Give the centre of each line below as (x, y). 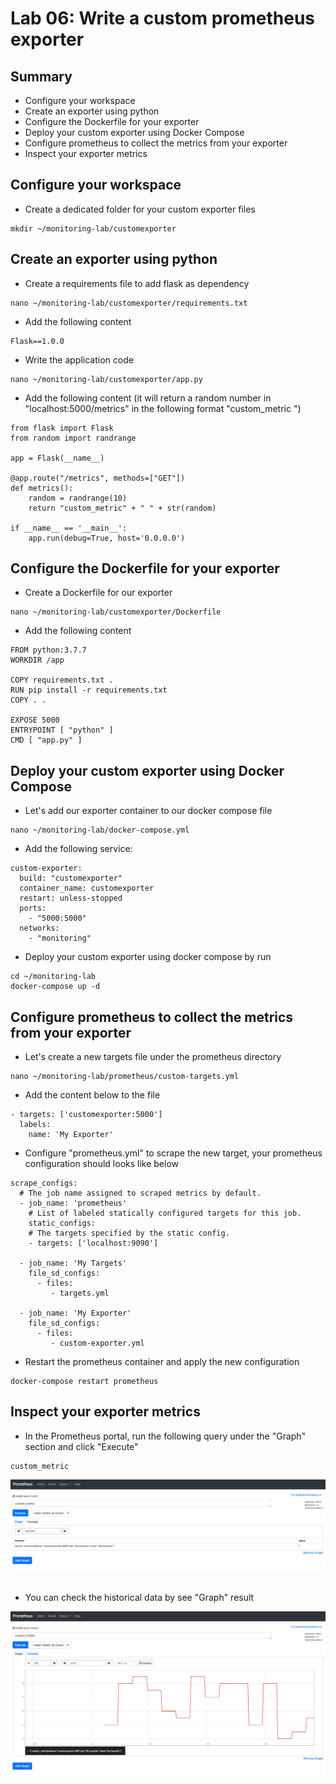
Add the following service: (78, 849)
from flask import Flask (62, 428)
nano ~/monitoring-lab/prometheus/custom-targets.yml (125, 1077)
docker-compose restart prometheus (84, 1382)
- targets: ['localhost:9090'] (93, 1243)
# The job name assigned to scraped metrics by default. (140, 1193)
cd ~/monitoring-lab (53, 977)
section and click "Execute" (81, 1446)
